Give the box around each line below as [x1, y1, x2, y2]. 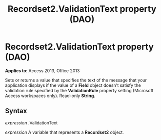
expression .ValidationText [5, 120, 58, 125]
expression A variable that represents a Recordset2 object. [5, 129, 124, 135]
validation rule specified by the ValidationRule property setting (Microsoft [5, 87, 154, 93]
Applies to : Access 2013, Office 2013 [5, 67, 80, 74]
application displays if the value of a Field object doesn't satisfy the [5, 82, 141, 88]
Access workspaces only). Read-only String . [5, 93, 96, 99]
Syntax [5, 107, 27, 115]
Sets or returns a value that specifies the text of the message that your [5, 77, 147, 83]
